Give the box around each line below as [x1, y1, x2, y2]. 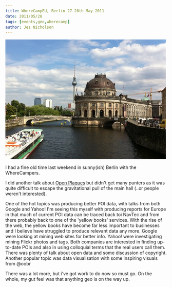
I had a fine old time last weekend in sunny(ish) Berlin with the [5, 164, 137, 170]
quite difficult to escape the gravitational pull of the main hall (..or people [5, 185, 159, 192]
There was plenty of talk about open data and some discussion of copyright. [5, 250, 167, 256]
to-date [5, 244, 22, 251]
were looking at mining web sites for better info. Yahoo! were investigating [5, 234, 162, 240]
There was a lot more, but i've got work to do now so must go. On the [5, 271, 152, 277]
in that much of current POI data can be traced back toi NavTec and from [5, 212, 160, 218]
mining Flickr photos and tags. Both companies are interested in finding [5, 239, 157, 245]
